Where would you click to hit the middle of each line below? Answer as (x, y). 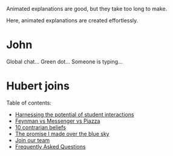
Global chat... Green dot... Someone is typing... (64, 61)
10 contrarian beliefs (41, 127)
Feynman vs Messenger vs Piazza (57, 121)
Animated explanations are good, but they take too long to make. (87, 9)
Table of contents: (29, 103)
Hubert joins (38, 86)
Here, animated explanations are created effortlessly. (72, 20)
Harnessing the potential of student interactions (74, 114)
